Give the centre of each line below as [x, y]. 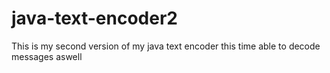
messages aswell [47, 56]
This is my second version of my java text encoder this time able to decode [166, 46]
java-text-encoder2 [94, 18]
